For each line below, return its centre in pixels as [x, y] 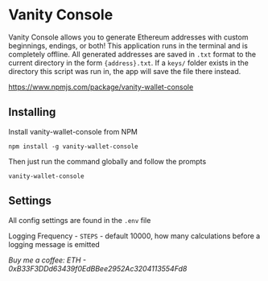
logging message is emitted [54, 244]
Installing [32, 112]
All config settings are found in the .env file [80, 220]
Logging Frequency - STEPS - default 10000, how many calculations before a [134, 236]
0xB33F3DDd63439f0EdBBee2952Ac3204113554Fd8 [98, 268]
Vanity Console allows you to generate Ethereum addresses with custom [128, 37]
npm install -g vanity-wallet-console [73, 147]
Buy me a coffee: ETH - [47, 260]
